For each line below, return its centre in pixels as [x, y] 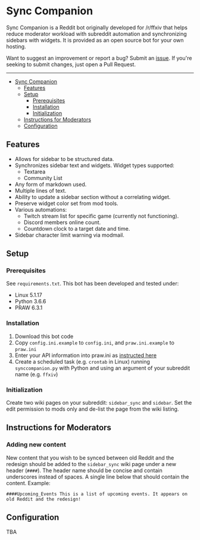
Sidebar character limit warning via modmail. [70, 235]
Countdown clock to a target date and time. [77, 228]
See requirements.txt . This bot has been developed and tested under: [93, 284]
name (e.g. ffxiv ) [36, 374]
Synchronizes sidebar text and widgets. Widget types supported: [94, 165]
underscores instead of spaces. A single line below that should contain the [98, 477]
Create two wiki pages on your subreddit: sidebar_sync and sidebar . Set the [99, 403]
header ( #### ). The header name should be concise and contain [84, 470]
